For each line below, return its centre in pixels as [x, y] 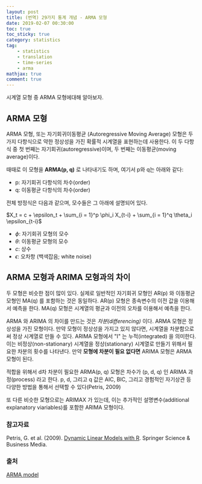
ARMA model [23, 475]
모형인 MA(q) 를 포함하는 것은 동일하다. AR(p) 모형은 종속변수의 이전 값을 [93, 301]
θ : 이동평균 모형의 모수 [42, 241]
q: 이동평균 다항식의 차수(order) [52, 190]
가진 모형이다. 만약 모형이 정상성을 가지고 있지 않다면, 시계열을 [95, 329]
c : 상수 [23, 249]
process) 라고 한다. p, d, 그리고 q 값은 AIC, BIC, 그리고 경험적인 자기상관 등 [102, 379]
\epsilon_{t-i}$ [24, 221]
